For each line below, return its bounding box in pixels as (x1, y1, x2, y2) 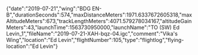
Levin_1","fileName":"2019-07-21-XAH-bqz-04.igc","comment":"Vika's (6, 30, 178, 37)
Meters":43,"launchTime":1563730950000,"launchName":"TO (6, 24, 158, 31)
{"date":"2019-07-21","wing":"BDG (6, 5, 91, 12)
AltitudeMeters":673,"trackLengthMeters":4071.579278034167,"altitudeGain (6, 18, 192, 24)
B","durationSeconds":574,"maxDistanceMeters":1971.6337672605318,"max (6, 11, 193, 18)
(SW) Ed (159, 24, 180, 31)
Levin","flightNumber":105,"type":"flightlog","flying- (58, 37, 184, 43)
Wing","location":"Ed (6, 37, 57, 43)
